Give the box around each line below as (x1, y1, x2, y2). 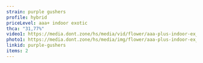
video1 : (6, 31, 26, 37)
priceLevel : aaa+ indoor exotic (6, 20, 88, 26)
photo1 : (6, 37, 26, 43)
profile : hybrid (6, 14, 47, 20)
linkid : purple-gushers (6, 43, 66, 49)
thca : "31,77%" (6, 25, 45, 32)
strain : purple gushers (6, 8, 66, 15)
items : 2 (6, 48, 28, 54)
